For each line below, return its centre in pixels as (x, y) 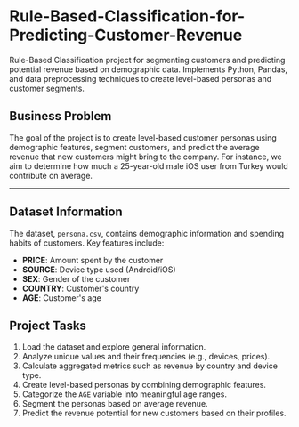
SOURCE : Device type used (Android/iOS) (99, 270)
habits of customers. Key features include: (87, 243)
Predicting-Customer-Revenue (126, 35)
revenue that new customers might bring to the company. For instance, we (145, 157)
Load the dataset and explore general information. (114, 347)
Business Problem (61, 116)
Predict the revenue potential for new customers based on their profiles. (154, 413)
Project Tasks (48, 325)
